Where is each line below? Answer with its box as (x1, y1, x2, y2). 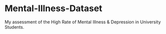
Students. (4, 24, 24, 30)
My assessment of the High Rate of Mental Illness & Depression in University (4, 19, 161, 25)
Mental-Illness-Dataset (4, 3, 103, 14)
